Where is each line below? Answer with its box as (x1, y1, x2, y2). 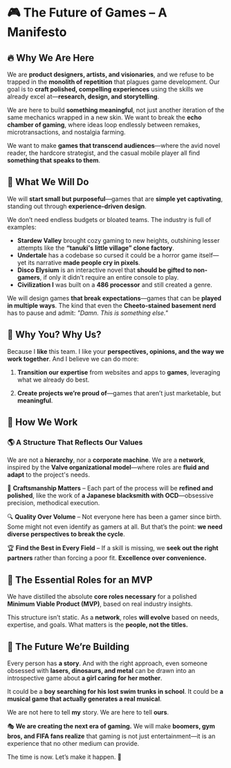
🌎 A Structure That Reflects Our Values (7, 437, 143, 447)
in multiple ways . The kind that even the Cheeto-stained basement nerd (7, 301, 216, 309)
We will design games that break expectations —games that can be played (7, 293, 222, 302)
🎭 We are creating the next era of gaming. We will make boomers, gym (7, 722, 216, 730)
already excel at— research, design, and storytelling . (7, 92, 160, 101)
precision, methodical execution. (7, 499, 100, 507)
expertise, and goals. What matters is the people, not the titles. (7, 621, 188, 629)
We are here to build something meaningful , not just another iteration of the (7, 106, 225, 114)
